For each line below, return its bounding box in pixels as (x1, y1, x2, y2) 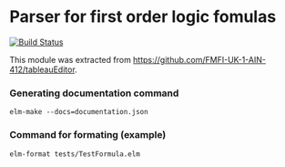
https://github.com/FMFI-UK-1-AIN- (133, 54, 267, 65)
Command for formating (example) (9, 129, 167, 141)
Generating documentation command (9, 87, 179, 99)
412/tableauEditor (9, 64, 76, 75)
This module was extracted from (9, 54, 132, 65)
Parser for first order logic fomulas (9, 6, 277, 27)
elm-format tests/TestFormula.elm (9, 149, 141, 159)
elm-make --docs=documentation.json (9, 108, 148, 117)
